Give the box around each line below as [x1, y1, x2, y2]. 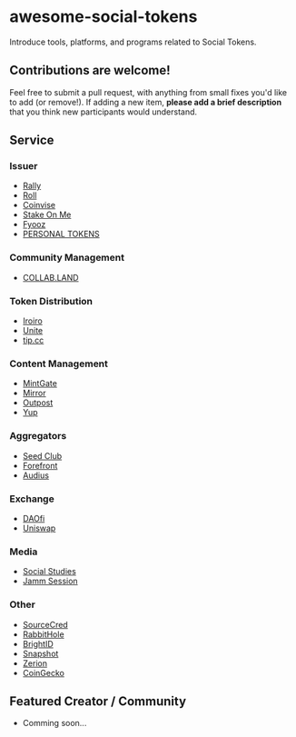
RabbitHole [22, 629, 65, 640]
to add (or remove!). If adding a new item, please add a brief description [9, 96, 282, 107]
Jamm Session [22, 575, 79, 587]
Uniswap [22, 523, 56, 533]
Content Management [9, 357, 109, 370]
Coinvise [22, 200, 56, 211]
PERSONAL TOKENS [22, 229, 100, 240]
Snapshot [22, 648, 59, 659]
